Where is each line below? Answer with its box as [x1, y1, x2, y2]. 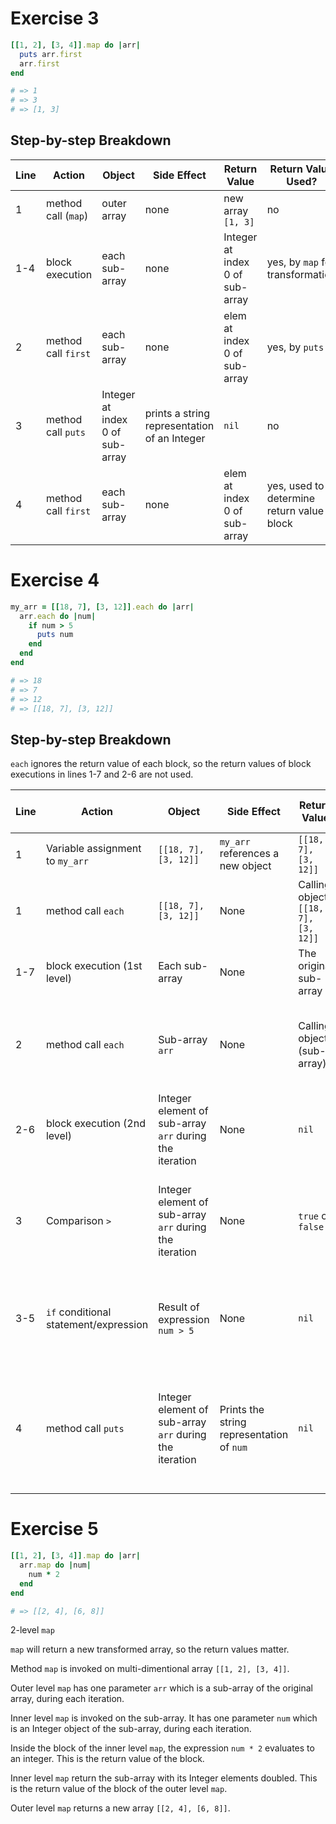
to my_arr [45, 854, 89, 868]
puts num [36, 630, 74, 640]
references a [219, 847, 280, 861]
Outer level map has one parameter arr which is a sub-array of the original [10, 1682, 313, 1694]
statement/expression [45, 1318, 149, 1332]
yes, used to [266, 478, 325, 492]
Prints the [219, 1403, 265, 1417]
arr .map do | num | [19, 1560, 92, 1571]
